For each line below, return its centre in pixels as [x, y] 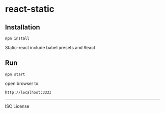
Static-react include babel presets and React [50, 47]
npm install [17, 38]
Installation [23, 27]
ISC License [17, 106]
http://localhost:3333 [28, 92]
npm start [15, 74]
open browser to [22, 83]
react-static [30, 9]
